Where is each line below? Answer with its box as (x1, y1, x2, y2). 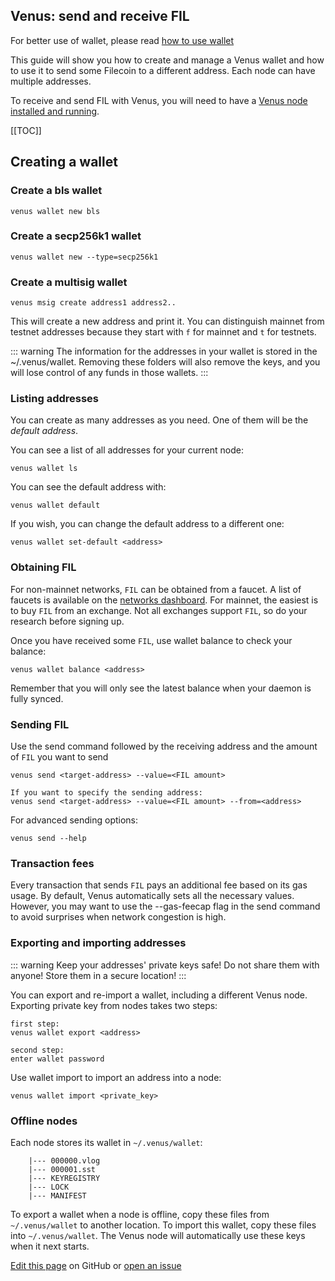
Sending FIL (10, 717, 70, 731)
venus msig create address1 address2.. (10, 298, 177, 308)
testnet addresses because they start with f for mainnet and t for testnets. (10, 326, 317, 338)
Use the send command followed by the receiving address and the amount (10, 740, 318, 752)
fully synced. (10, 692, 64, 704)
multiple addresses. (10, 75, 92, 87)
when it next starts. (10, 1240, 90, 1252)
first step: (10, 1019, 60, 1029)
